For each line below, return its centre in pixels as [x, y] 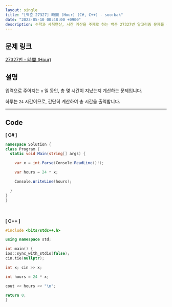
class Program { [23, 149]
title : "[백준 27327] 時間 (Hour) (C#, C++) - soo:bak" [64, 15]
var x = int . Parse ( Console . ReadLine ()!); [59, 163]
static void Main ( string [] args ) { [48, 154]
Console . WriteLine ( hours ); [43, 182]
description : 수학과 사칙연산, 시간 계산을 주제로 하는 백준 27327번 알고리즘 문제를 [85, 24]
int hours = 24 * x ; [27, 277]
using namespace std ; [28, 239]
